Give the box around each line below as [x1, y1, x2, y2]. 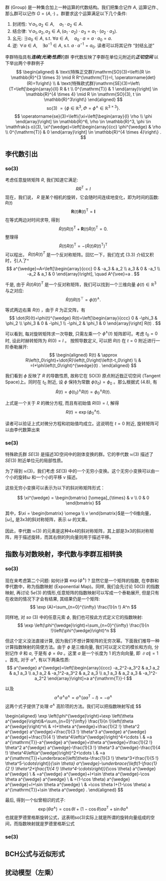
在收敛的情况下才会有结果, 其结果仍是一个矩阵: [5, 596, 101, 602]
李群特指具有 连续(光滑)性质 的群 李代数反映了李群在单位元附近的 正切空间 [5, 54, 153, 60]
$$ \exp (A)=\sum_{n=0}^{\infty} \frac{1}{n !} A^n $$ [30, 604, 137, 610]
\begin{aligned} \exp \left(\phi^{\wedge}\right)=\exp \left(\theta [5, 713, 134, 719]
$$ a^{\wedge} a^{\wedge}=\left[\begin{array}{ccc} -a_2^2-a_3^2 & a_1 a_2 [6, 665, 160, 671]
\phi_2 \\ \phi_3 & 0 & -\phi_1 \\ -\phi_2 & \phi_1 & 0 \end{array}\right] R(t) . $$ [5, 320, 161, 326]
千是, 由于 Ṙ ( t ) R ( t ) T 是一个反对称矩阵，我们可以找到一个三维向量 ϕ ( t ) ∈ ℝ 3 [5, 281, 157, 288]
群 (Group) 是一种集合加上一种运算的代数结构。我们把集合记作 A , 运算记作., [5, 4, 159, 10]
